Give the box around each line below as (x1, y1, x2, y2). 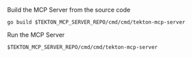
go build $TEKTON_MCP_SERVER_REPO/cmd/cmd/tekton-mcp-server (7, 19, 186, 26)
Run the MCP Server (7, 31, 65, 39)
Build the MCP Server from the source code (7, 6, 131, 14)
